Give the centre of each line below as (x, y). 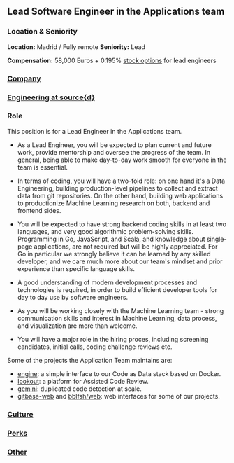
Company (24, 78)
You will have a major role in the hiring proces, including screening (113, 339)
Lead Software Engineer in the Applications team (116, 12)
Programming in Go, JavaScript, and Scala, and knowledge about (111, 239)
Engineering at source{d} (51, 97)
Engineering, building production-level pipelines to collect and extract (117, 188)
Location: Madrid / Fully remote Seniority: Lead (76, 47)
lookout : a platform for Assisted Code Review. (83, 381)
